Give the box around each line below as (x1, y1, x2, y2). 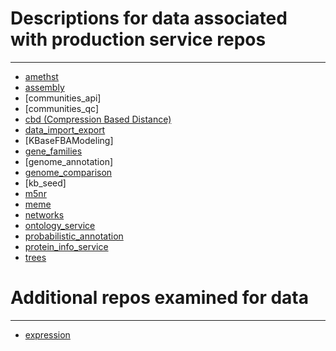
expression (24, 328, 71, 341)
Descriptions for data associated (10, 7, 288, 30)
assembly (24, 81, 65, 93)
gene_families (24, 145, 83, 157)
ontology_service (24, 219, 96, 231)
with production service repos (10, 28, 267, 51)
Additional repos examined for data (10, 287, 309, 309)
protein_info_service (24, 240, 109, 252)
